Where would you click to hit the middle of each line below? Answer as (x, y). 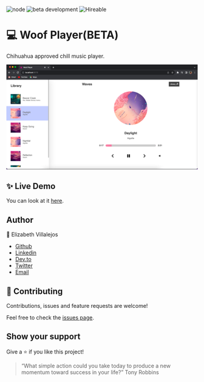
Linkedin (26, 253)
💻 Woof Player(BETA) (63, 35)
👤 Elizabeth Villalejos (32, 234)
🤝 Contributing (35, 291)
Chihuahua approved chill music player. (56, 56)
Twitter (24, 266)
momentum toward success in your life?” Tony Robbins (90, 372)
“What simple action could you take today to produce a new (96, 366)
